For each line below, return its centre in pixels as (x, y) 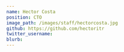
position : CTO (24, 17)
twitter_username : (29, 34)
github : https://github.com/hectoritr (55, 28)
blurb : (15, 39)
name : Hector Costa (31, 12)
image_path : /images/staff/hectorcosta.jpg (62, 23)
